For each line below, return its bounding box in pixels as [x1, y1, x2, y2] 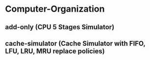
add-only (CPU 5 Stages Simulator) [5, 23, 115, 31]
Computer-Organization [5, 3, 105, 15]
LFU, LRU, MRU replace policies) [5, 47, 105, 55]
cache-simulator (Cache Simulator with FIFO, [5, 39, 146, 47]
